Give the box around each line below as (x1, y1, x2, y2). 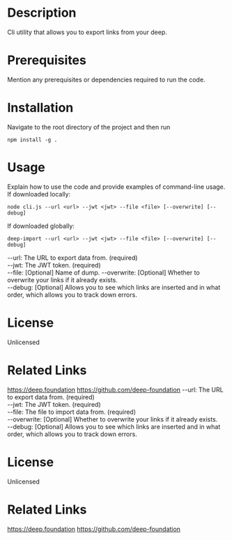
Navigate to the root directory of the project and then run (7, 123, 171, 131)
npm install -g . (7, 136, 58, 144)
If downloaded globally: (7, 222, 75, 230)
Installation (7, 100, 74, 116)
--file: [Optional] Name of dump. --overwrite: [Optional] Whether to (7, 268, 200, 277)
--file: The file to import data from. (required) (7, 408, 137, 416)
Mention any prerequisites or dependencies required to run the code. (7, 75, 206, 84)
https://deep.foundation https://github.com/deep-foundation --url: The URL (7, 385, 224, 394)
